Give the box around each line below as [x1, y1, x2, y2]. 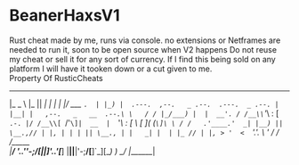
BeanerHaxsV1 [9, 5, 120, 26]
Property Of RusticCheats [9, 72, 104, 83]
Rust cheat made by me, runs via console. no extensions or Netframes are [9, 35, 281, 45]
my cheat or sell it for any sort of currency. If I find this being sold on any [9, 54, 276, 64]
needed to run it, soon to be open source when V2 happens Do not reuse [9, 44, 278, 54]
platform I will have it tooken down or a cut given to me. [9, 63, 213, 74]
